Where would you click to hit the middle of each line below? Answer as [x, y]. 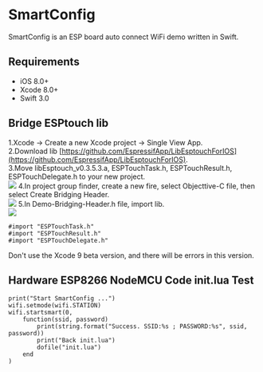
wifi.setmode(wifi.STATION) [55, 306]
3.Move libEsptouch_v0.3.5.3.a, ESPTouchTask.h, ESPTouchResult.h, [120, 168]
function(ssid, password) [66, 320]
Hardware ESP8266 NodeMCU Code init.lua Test [131, 280]
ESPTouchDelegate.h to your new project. [77, 176]
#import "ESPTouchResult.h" [55, 233]
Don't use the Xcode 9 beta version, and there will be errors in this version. [131, 255]
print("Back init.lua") [76, 341]
